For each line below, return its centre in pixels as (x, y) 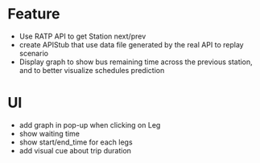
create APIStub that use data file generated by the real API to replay (131, 44)
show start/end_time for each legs (76, 142)
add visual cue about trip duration (75, 150)
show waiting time (49, 133)
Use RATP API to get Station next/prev (83, 36)
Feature (34, 14)
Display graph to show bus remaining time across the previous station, (136, 62)
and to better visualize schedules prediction (92, 70)
